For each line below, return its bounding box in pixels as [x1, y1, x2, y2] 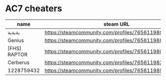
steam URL [103, 21, 130, 27]
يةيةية [7, 29, 20, 36]
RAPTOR [7, 51, 28, 58]
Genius [7, 37, 24, 44]
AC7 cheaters [5, 3, 63, 14]
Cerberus [7, 59, 30, 66]
